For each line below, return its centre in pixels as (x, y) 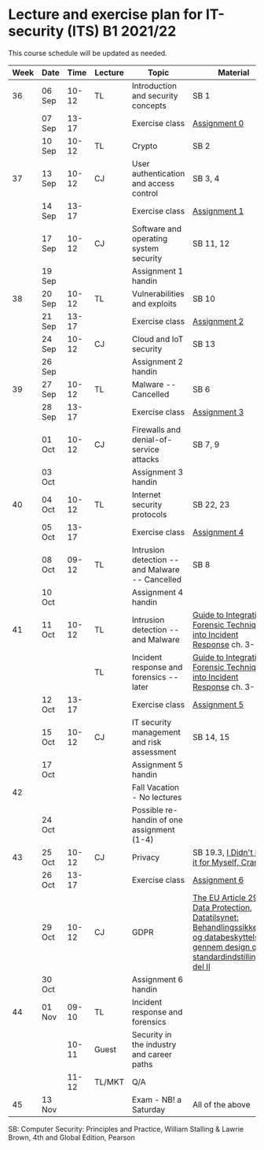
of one (171, 820)
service (146, 449)
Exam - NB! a (157, 1100)
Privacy (146, 857)
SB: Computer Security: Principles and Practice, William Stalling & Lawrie (126, 1129)
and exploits (154, 303)
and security (155, 95)
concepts (150, 106)
